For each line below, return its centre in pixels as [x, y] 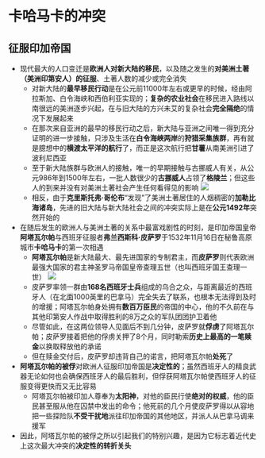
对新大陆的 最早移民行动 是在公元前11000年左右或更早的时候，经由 [138, 89]
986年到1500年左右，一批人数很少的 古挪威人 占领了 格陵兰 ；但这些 [147, 178]
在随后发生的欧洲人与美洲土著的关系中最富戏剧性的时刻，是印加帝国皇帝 [138, 227]
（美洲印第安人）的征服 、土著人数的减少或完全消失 [103, 79]
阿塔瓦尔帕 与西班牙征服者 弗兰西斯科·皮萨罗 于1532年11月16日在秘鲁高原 [136, 237]
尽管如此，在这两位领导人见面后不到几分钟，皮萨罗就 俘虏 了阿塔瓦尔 [143, 327]
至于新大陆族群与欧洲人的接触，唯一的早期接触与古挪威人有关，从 [139, 168]
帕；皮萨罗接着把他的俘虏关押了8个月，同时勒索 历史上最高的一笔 [138, 337]
